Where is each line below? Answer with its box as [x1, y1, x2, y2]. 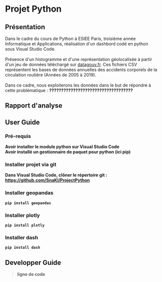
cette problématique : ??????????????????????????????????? [5, 88, 133, 93]
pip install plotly [5, 223, 45, 227]
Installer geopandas [5, 189, 54, 196]
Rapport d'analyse [5, 101, 62, 110]
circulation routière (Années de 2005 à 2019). [5, 72, 97, 77]
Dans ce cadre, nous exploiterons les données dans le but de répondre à [5, 82, 151, 88]
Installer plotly [5, 212, 40, 219]
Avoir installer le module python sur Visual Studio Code [5, 144, 120, 150]
